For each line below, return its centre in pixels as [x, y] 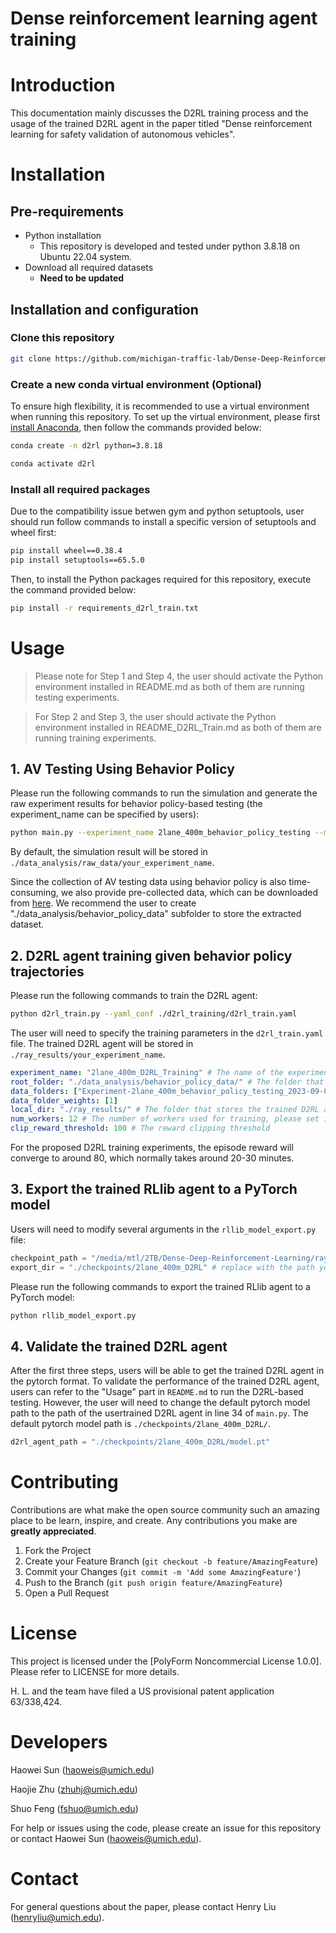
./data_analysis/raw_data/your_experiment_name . [112, 863]
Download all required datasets [89, 268]
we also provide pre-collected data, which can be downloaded [189, 893]
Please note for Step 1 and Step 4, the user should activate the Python [179, 676]
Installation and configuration [104, 309]
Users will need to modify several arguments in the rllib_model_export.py [163, 1229]
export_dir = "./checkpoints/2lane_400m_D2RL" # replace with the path [162, 1267]
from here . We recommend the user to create [103, 903]
